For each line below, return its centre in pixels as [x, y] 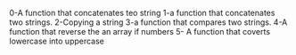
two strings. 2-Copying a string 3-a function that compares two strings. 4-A [148, 22]
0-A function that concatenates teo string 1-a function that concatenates [142, 13]
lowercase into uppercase [57, 41]
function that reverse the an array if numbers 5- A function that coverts [140, 31]
